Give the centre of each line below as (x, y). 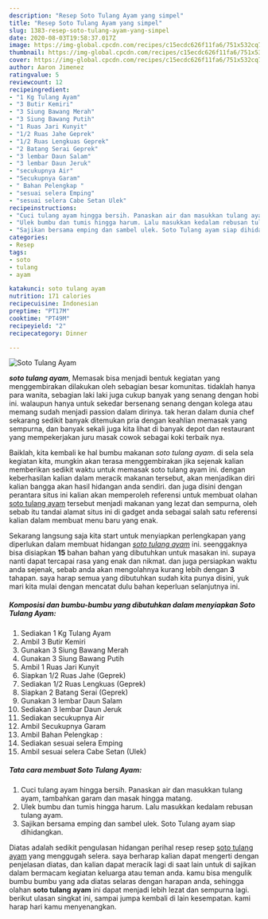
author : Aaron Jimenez (47, 68)
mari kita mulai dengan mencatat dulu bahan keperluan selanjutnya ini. (124, 586)
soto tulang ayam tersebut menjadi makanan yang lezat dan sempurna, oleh (133, 504)
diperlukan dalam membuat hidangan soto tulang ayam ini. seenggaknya (128, 544)
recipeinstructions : (43, 208)
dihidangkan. (42, 832)
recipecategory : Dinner (49, 333)
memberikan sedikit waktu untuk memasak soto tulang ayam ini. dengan (127, 469)
